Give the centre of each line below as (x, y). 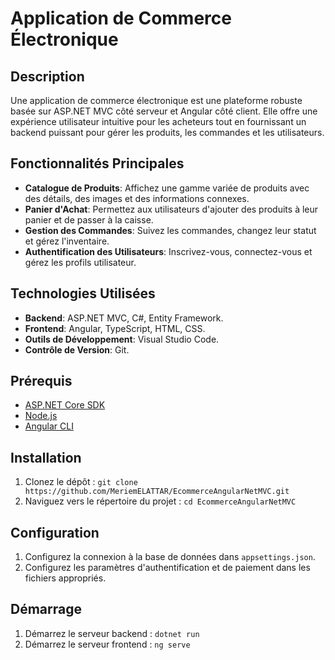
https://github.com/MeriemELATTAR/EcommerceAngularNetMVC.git (157, 492)
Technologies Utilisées (83, 293)
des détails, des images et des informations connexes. (137, 198)
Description (47, 76)
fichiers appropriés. (65, 578)
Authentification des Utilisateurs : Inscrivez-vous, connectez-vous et (168, 251)
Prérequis (41, 381)
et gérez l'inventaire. (67, 241)
